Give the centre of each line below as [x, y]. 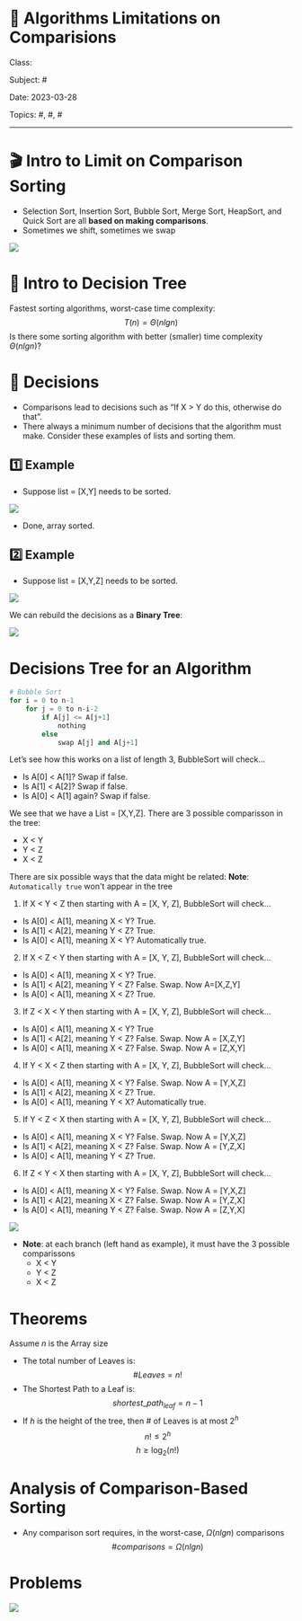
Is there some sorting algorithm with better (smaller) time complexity [136, 336]
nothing [72, 726]
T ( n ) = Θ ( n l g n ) [151, 322]
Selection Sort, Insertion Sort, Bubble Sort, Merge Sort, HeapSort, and [152, 211]
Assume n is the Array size [59, 1343]
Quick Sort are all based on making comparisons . [115, 220]
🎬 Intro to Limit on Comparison [126, 161]
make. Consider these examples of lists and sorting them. [129, 436]
